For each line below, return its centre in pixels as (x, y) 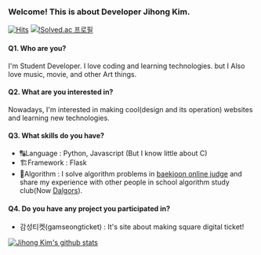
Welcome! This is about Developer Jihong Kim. (99, 12)
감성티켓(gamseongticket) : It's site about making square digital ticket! (132, 227)
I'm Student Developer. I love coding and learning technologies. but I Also (127, 66)
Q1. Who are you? (37, 48)
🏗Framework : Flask (53, 162)
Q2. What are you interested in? (61, 92)
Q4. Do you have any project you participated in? (89, 208)
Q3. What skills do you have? (56, 136)
